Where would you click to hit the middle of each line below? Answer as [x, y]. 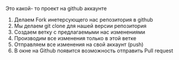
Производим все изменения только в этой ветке [75, 38]
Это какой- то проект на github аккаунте [56, 8]
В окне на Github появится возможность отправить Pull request [94, 51]
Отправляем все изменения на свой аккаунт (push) [79, 44]
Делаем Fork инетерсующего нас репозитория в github [83, 20]
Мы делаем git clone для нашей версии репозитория [80, 26]
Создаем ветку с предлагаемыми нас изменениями [80, 32]
